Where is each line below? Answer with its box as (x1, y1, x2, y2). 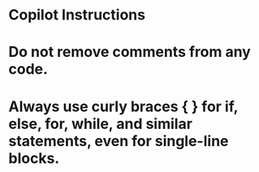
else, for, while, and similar (8, 114, 193, 133)
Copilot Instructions (8, 6, 146, 24)
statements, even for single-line (8, 131, 229, 150)
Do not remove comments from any (8, 43, 252, 62)
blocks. (8, 148, 60, 167)
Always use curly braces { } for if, (8, 97, 238, 115)
